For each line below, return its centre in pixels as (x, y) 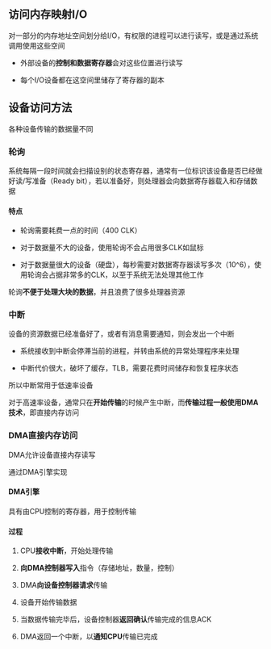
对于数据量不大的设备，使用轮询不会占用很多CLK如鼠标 (112, 248)
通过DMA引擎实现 (38, 471)
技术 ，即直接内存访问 (44, 412)
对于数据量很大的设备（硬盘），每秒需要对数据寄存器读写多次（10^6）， (137, 265)
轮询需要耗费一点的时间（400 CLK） (81, 230)
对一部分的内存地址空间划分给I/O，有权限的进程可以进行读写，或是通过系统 (133, 36)
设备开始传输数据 (48, 602)
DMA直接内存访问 (43, 436)
